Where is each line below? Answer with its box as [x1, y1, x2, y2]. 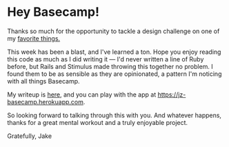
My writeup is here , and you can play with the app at [7, 90, 157, 99]
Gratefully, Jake [7, 132, 52, 140]
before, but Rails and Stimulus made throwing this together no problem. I [7, 62, 214, 70]
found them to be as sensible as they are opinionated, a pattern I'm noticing [7, 70, 222, 78]
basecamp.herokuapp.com [7, 97, 84, 106]
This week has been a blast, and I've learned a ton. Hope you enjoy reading [7, 48, 221, 56]
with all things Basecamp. [7, 77, 81, 85]
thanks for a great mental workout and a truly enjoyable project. [7, 118, 188, 126]
